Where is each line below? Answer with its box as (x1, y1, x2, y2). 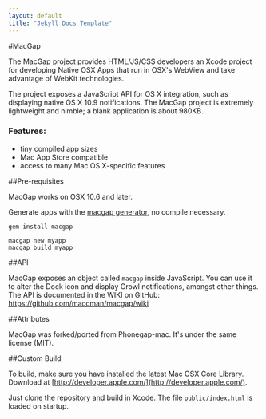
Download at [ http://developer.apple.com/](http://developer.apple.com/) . (8, 377, 248, 387)
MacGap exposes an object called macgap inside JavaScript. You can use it (8, 273, 253, 283)
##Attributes (8, 314, 50, 323)
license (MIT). (8, 338, 54, 347)
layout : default (8, 11, 62, 20)
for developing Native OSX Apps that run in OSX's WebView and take (8, 65, 236, 74)
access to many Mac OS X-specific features (19, 160, 165, 170)
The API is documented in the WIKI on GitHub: (8, 290, 161, 299)
